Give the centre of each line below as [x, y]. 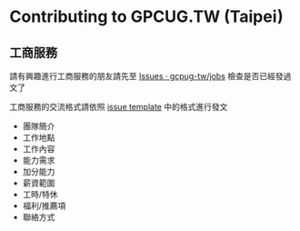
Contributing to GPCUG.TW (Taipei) [146, 17]
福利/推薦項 [44, 206]
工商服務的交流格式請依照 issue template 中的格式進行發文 [119, 107]
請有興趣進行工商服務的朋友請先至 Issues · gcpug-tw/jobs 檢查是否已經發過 [150, 76]
